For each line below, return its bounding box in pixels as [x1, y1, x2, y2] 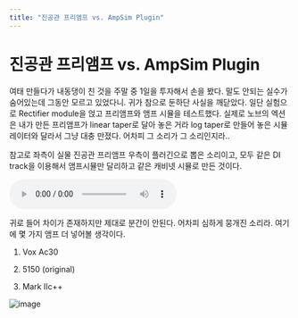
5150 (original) [21, 264, 76, 274]
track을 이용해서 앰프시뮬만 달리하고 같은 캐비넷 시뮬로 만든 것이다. [9, 160, 243, 171]
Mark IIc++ [21, 280, 63, 291]
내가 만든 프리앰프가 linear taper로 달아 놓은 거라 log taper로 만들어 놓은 [18, 119, 272, 130]
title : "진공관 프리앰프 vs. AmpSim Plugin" [9, 13, 165, 22]
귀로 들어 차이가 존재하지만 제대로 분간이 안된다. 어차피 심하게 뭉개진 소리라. [9, 217, 274, 228]
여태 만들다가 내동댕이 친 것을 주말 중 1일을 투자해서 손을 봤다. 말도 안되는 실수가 [9, 86, 288, 96]
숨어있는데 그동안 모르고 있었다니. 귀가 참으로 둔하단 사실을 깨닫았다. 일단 [9, 96, 264, 107]
